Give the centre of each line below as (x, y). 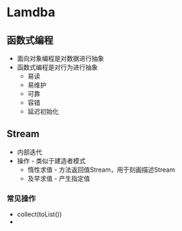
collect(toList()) (39, 214)
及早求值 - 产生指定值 (58, 178)
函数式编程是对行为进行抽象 (57, 67)
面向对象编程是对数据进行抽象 (60, 58)
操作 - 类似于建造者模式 (51, 160)
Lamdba (31, 12)
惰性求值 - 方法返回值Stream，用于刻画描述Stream (101, 170)
